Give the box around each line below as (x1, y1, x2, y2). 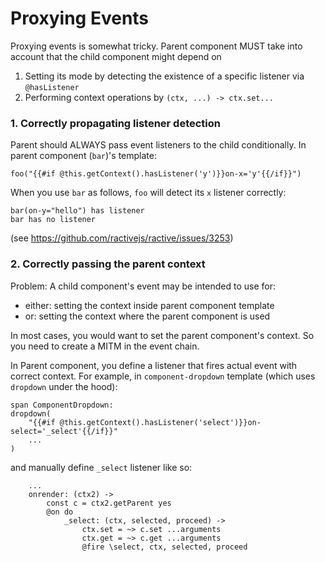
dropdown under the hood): (10, 380, 118, 392)
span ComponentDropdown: (10, 400, 114, 410)
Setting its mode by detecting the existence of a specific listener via (24, 70, 305, 82)
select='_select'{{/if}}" (10, 426, 118, 436)
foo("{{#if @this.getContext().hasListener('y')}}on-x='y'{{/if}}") (10, 169, 302, 179)
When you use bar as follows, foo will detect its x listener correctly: (10, 187, 287, 199)
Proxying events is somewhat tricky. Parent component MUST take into (10, 40, 303, 52)
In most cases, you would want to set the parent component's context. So (10, 329, 315, 341)
